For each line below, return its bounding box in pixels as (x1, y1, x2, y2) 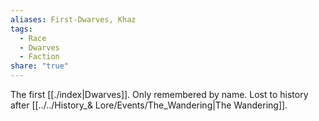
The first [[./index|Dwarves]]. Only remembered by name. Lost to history (10, 89, 309, 100)
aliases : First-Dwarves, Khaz (10, 14, 137, 25)
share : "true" (10, 61, 70, 71)
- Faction (19, 52, 60, 62)
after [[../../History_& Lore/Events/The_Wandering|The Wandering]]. (10, 99, 288, 111)
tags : (10, 24, 33, 34)
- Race (19, 33, 47, 43)
